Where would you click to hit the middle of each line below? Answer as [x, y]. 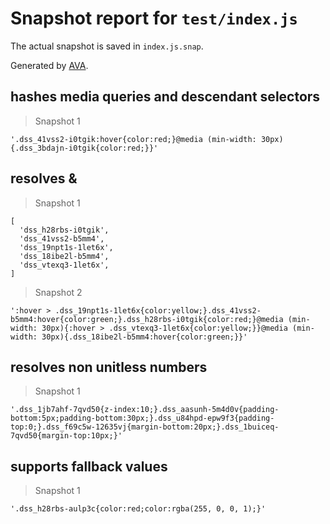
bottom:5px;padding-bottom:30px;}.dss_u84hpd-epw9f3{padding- [142, 418]
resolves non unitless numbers [109, 367]
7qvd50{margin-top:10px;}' [66, 436]
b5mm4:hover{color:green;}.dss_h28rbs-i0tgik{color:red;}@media [147, 319]
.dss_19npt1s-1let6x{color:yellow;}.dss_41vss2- [158, 310]
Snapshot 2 [58, 292]
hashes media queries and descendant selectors [165, 97]
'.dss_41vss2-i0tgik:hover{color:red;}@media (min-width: [133, 139]
